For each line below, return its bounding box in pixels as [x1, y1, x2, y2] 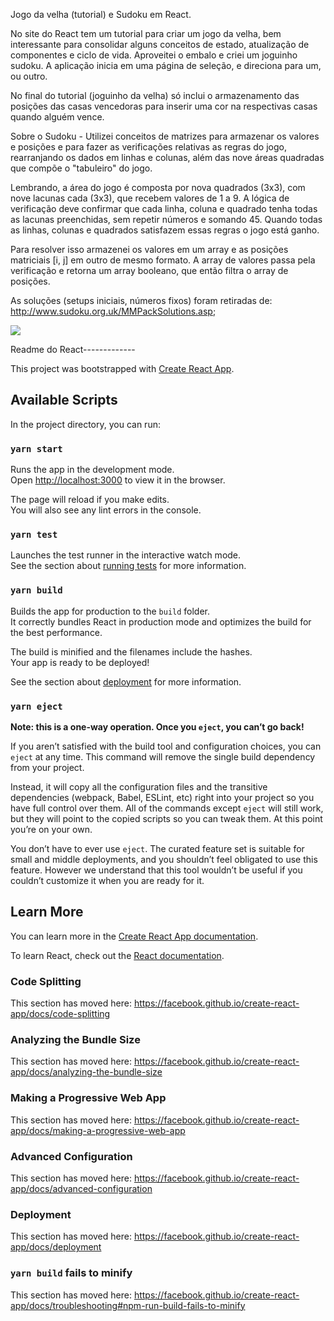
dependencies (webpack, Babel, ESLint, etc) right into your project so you [10, 792, 315, 803]
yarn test [10, 529, 58, 541]
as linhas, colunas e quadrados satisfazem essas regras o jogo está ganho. [10, 224, 320, 236]
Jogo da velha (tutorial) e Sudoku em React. [10, 9, 192, 20]
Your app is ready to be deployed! [10, 656, 150, 668]
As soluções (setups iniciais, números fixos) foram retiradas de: [10, 295, 273, 306]
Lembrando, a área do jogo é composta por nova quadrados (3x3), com [10, 182, 306, 193]
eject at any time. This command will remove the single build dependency [10, 751, 316, 763]
